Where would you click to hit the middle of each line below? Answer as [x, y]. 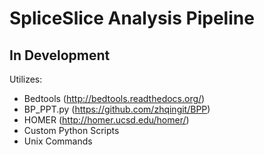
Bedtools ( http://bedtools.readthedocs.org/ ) [114, 98]
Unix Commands [58, 141]
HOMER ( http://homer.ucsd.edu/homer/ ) [106, 120]
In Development [60, 55]
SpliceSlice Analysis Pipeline [132, 18]
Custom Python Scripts [71, 130]
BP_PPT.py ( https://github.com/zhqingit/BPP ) [117, 109]
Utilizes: [26, 79]
